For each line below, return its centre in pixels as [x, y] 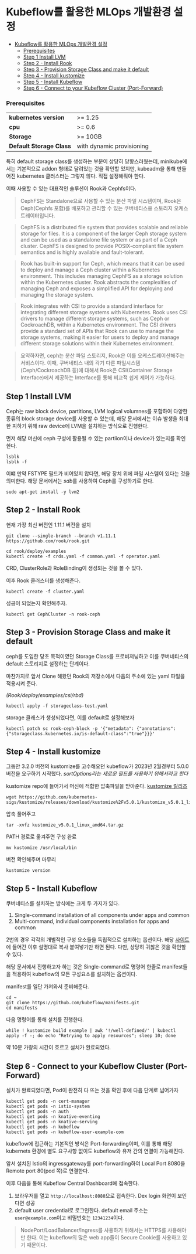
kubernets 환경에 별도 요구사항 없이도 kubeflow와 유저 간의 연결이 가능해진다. [95, 1151]
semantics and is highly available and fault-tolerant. [82, 252]
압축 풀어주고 [21, 814]
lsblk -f [17, 462]
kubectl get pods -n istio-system [48, 1107]
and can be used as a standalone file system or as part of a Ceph [99, 240]
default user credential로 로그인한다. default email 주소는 [81, 1211]
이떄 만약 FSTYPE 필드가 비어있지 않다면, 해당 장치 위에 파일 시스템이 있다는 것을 [98, 474]
